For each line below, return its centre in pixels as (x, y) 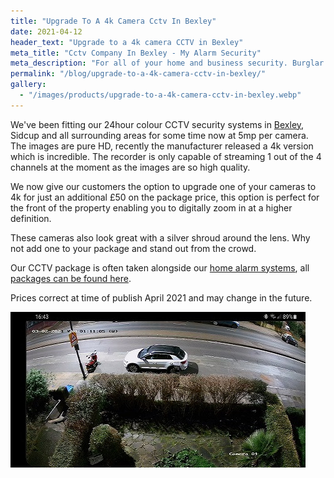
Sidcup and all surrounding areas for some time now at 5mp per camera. (159, 135)
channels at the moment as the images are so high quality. (130, 167)
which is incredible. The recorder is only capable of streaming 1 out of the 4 (166, 156)
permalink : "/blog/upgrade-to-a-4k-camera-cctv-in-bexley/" (138, 74)
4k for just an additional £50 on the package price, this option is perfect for (165, 197)
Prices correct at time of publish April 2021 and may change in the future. (161, 297)
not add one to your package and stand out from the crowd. (133, 248)
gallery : (28, 85)
